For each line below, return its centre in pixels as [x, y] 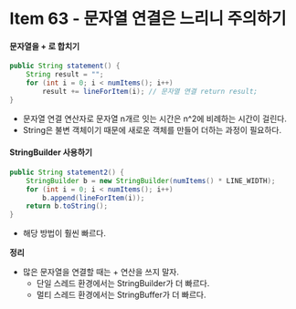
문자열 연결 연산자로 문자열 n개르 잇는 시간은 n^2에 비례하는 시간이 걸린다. [155, 118]
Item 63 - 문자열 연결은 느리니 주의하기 [148, 19]
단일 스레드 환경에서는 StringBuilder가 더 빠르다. [123, 283]
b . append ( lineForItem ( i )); [94, 198]
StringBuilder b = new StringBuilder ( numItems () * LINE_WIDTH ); [151, 180]
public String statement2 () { [67, 172]
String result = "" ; [65, 75]
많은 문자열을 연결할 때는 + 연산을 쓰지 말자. [101, 272]
